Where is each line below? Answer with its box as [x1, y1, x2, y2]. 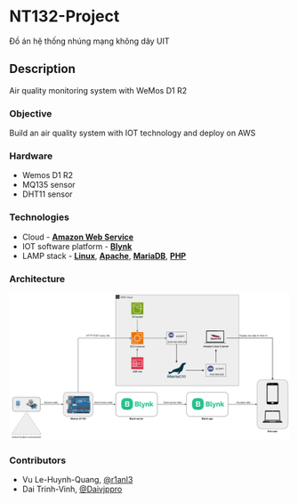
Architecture [9, 272, 66, 285]
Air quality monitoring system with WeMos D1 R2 [9, 85, 188, 95]
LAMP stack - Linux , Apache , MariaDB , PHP [21, 250, 187, 261]
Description [9, 61, 76, 77]
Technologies [9, 211, 69, 223]
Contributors [9, 454, 67, 466]
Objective [9, 107, 52, 119]
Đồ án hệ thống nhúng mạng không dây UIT [9, 36, 171, 46]
